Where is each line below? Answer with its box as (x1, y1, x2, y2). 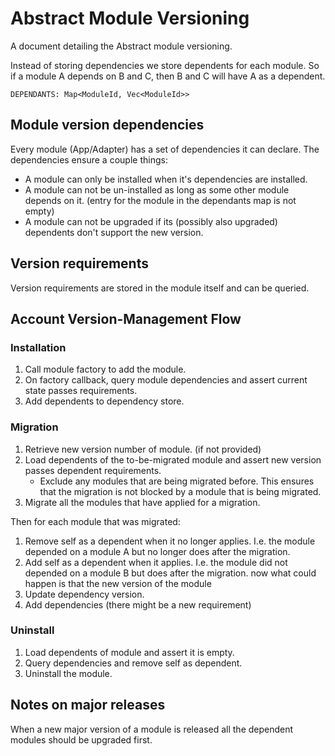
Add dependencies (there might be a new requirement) (24, 598, 252, 611)
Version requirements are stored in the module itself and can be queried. (10, 282, 310, 294)
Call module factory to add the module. (24, 363, 187, 376)
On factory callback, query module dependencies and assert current (24, 374, 308, 386)
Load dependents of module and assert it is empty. (24, 646, 235, 658)
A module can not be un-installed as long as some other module (24, 183, 290, 196)
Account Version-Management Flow (10, 310, 242, 327)
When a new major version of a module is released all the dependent (10, 723, 294, 735)
